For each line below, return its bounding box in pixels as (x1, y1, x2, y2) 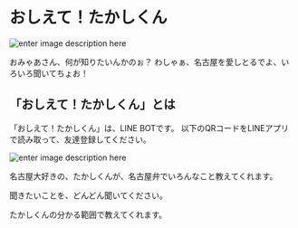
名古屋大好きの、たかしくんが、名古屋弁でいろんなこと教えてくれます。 (9, 170, 278, 181)
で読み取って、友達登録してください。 (9, 134, 151, 145)
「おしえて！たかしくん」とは (9, 97, 176, 112)
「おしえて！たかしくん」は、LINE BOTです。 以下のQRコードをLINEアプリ (9, 122, 290, 133)
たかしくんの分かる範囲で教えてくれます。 (9, 209, 168, 220)
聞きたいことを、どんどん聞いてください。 (9, 190, 168, 201)
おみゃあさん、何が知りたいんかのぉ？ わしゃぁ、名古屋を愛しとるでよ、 (9, 56, 282, 67)
